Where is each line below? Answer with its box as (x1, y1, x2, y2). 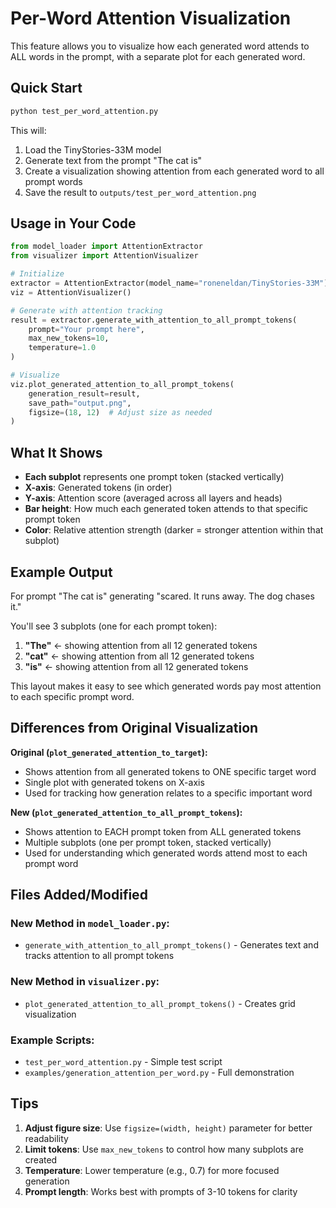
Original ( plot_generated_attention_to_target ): (10, 746, 208, 758)
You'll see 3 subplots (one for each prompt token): (10, 620, 218, 632)
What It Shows (10, 444, 103, 461)
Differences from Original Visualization (10, 720, 259, 737)
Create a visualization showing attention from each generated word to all (24, 165, 325, 177)
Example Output (10, 563, 113, 581)
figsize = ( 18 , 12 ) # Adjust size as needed (28, 407, 213, 417)
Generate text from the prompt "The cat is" (24, 154, 203, 166)
